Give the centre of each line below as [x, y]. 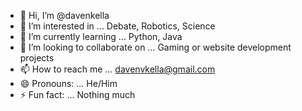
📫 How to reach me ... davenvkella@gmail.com [117, 69]
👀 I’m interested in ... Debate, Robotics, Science [117, 26]
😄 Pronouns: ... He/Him [68, 83]
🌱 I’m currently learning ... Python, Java [101, 36]
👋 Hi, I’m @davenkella [64, 15]
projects [37, 58]
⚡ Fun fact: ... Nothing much [77, 94]
